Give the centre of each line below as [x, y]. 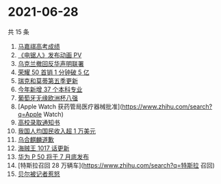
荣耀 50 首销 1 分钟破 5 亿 [53, 72]
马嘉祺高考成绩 [39, 46]
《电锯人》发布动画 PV [50, 55]
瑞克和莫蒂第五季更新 [48, 80]
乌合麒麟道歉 [36, 139]
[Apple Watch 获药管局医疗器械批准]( [70, 106]
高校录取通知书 [39, 122]
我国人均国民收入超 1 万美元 [57, 130]
